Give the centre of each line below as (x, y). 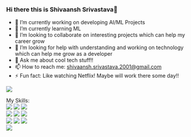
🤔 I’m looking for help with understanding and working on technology (99, 47)
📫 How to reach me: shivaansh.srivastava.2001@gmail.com (88, 67)
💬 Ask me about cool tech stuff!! (54, 60)
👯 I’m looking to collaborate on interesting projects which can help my (100, 35)
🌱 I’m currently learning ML (48, 28)
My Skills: (18, 101)
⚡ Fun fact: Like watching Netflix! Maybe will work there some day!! (97, 76)
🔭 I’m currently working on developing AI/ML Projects (80, 23)
